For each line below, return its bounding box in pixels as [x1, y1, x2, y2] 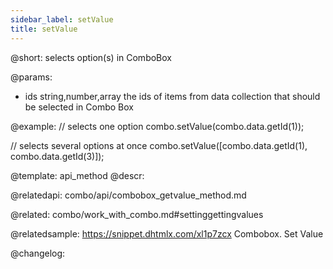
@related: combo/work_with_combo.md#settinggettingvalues [10, 208, 264, 220]
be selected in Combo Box [24, 101, 134, 113]
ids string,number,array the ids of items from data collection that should [24, 90, 321, 102]
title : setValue [10, 24, 78, 34]
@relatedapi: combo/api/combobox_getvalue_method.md [10, 189, 247, 201]
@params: [10, 71, 53, 83]
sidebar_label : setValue [10, 14, 114, 25]
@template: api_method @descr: [10, 169, 145, 181]
